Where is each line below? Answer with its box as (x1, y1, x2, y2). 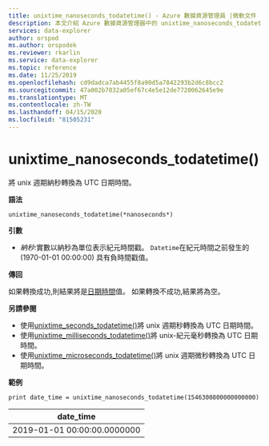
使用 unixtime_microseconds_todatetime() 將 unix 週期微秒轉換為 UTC (19, 350, 247, 360)
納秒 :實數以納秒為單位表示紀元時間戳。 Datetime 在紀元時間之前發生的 (19, 242, 250, 252)
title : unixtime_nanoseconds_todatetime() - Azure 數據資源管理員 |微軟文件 (8, 11, 257, 20)
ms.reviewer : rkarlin (8, 49, 81, 57)
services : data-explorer (8, 26, 91, 34)
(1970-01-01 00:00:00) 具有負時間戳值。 (19, 253, 153, 262)
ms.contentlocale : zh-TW (8, 101, 91, 109)
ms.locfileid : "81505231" (8, 116, 94, 124)
